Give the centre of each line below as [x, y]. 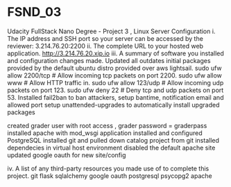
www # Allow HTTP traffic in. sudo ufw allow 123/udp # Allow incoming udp [115, 82]
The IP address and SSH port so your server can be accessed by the [105, 38]
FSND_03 [34, 12]
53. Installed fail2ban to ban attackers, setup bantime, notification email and [115, 97]
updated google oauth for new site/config [67, 155]
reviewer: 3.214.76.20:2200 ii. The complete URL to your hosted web [105, 46]
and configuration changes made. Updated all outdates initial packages [109, 60]
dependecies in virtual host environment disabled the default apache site [111, 148]
